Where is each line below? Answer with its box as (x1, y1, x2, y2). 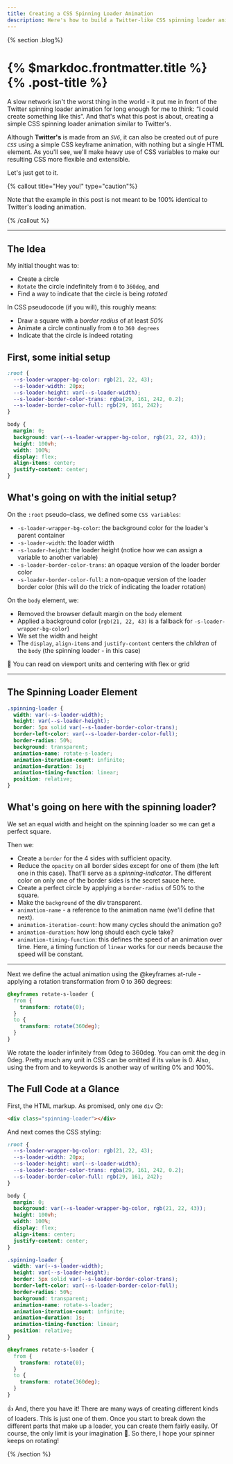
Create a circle (17, 275, 60, 283)
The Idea (7, 243, 46, 255)
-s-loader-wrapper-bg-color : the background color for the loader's (17, 523, 209, 531)
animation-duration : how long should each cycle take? (17, 928, 174, 936)
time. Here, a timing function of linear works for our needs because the (17, 942, 223, 951)
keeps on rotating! (7, 1436, 59, 1445)
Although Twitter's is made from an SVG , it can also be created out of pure (7, 133, 218, 142)
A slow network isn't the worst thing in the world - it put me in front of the (7, 98, 217, 106)
